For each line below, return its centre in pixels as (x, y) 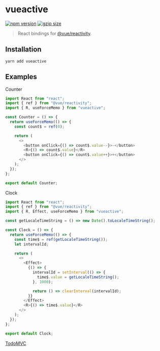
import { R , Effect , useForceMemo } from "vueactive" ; (65, 212)
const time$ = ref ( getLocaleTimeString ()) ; (61, 239)
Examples (21, 77)
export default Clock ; (29, 333)
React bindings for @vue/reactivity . (55, 33)
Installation (23, 49)
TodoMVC (16, 343)
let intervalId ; (32, 244)
